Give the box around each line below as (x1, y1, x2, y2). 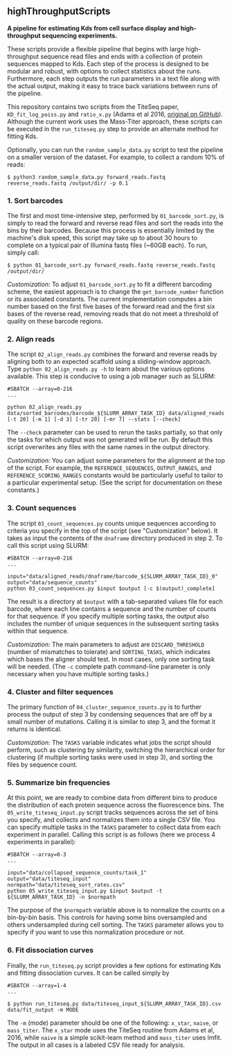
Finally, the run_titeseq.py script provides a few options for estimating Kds (7, 961, 222, 969)
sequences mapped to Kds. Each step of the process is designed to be (7, 59, 209, 68)
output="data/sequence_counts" (7, 579, 98, 586)
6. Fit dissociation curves (7, 946, 94, 955)
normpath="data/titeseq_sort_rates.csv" (7, 882, 126, 889)
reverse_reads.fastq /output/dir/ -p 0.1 (7, 180, 129, 187)
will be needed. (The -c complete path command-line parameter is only (7, 662, 211, 671)
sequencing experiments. (42, 31, 118, 40)
